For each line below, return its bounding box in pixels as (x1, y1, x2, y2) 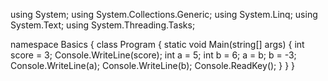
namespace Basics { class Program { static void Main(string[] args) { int (10, 39, 305, 50)
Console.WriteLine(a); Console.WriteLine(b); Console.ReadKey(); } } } (10, 60, 296, 71)
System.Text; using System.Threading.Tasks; (10, 19, 196, 31)
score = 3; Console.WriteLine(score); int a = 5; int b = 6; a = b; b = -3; (10, 49, 297, 61)
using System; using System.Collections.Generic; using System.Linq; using (10, 9, 318, 20)
